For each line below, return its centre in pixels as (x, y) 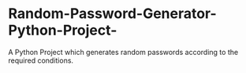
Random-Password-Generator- (112, 14)
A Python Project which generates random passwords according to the (123, 52)
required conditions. (41, 60)
